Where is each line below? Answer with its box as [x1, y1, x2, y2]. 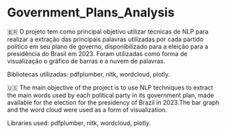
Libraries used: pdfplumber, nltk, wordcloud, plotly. [7, 118, 151, 127]
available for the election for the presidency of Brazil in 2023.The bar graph [7, 98, 220, 107]
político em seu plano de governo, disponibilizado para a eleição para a [7, 42, 209, 51]
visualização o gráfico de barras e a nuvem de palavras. [7, 57, 166, 65]
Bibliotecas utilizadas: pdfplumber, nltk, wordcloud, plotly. [7, 70, 171, 78]
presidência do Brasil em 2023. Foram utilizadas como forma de [7, 49, 188, 57]
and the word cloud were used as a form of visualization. [7, 105, 168, 113]
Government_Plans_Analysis [7, 5, 175, 21]
